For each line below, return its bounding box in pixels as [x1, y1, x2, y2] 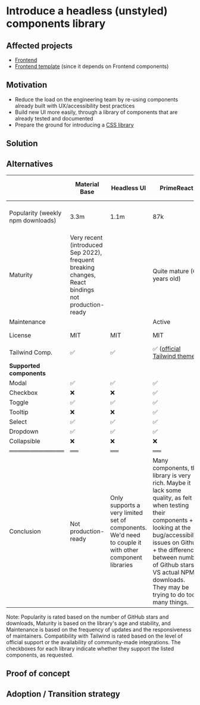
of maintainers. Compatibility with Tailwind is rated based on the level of [6, 632, 183, 639]
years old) [152, 274, 182, 283]
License [9, 331, 32, 339]
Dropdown [9, 428, 39, 436]
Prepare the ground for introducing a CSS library [14, 121, 134, 128]
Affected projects [6, 41, 73, 51]
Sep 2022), [70, 249, 102, 257]
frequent [70, 256, 94, 264]
